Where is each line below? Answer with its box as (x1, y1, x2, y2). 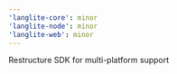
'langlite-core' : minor (8, 13, 98, 23)
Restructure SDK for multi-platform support (8, 55, 170, 66)
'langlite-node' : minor (8, 22, 98, 31)
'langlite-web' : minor (8, 30, 94, 39)
